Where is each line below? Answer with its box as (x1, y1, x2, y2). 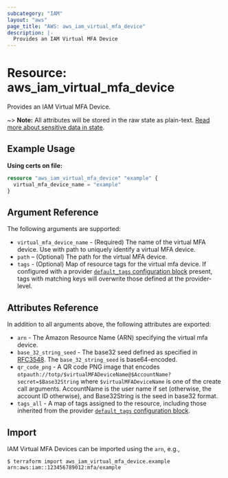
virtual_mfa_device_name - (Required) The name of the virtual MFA (16, 238, 206, 246)
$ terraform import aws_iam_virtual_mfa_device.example (7, 458, 170, 465)
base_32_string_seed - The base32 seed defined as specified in (16, 348, 198, 356)
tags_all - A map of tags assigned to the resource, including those (16, 400, 207, 408)
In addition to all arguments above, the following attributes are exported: (7, 321, 212, 329)
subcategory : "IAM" (7, 10, 63, 17)
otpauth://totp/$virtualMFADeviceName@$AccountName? (16, 371, 172, 378)
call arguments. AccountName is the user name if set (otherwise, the (16, 384, 212, 393)
